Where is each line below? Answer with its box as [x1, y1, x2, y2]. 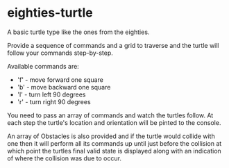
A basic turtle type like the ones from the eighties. [7, 28, 150, 36]
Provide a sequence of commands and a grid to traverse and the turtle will [7, 41, 220, 49]
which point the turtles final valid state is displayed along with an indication [7, 146, 222, 155]
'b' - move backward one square [17, 83, 111, 91]
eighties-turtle [7, 5, 93, 21]
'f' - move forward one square [17, 75, 104, 84]
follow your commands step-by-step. [7, 49, 113, 57]
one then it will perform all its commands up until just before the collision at [7, 139, 222, 147]
